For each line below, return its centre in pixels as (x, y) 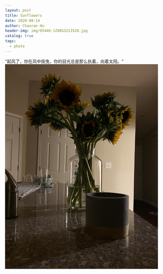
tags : (10, 41)
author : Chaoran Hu (25, 26)
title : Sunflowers (24, 15)
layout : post (18, 10)
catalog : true (19, 36)
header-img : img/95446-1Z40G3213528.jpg (47, 31)
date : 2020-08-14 (23, 20)
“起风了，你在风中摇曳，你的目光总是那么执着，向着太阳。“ (64, 61)
